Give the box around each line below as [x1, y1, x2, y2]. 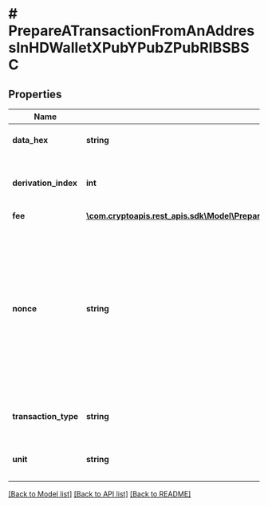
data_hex [12, 135, 49, 145]
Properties [8, 87, 62, 101]
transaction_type [12, 411, 79, 421]
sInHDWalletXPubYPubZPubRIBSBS [8, 39, 250, 57]
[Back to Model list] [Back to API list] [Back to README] [8, 489, 191, 499]
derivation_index [12, 177, 77, 188]
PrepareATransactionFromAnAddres [8, 22, 255, 40]
